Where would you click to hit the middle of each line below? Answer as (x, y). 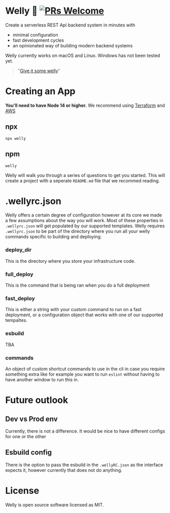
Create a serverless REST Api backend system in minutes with (70, 25)
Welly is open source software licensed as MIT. (55, 505)
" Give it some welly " (39, 71)
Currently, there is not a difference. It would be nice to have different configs (85, 431)
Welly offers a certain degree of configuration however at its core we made (84, 215)
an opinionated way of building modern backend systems (73, 45)
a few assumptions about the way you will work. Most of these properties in (84, 221)
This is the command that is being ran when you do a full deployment (77, 285)
